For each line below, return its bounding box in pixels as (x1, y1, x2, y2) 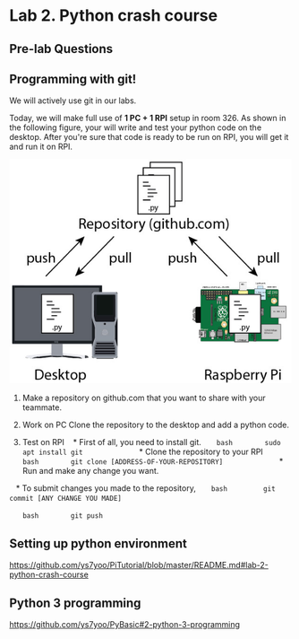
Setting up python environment (9, 536, 188, 551)
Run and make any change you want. (21, 466, 159, 477)
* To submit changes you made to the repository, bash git (15, 483, 276, 494)
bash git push (21, 512, 103, 521)
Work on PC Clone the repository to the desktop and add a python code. (21, 419, 289, 431)
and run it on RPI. (9, 141, 73, 153)
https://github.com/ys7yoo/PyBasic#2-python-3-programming (9, 619, 240, 630)
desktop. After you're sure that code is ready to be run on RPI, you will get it (9, 132, 289, 143)
